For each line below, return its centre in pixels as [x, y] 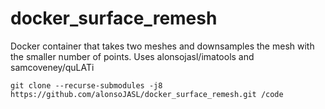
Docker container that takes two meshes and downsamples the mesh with [162, 46]
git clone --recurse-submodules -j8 [86, 85]
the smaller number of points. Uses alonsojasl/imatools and [132, 56]
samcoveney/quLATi [52, 67]
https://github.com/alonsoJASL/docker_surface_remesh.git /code [147, 94]
